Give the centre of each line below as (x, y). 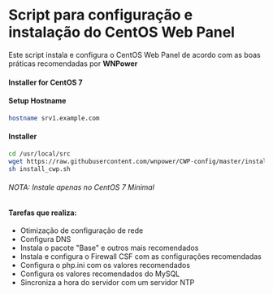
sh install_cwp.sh (39, 169)
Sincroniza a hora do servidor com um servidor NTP (107, 283)
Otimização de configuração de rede (82, 230)
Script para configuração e (101, 15)
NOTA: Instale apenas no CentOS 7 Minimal (81, 187)
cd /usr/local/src (39, 154)
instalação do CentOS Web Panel (122, 32)
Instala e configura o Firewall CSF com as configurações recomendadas (141, 257)
